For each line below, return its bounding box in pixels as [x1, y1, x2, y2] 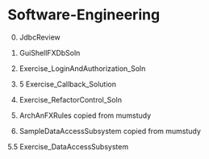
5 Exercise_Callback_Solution [19, 79, 116, 89]
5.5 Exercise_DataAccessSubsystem [7, 141, 129, 151]
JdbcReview [19, 32, 61, 42]
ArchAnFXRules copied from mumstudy [19, 111, 152, 120]
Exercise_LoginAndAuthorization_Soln [19, 63, 146, 73]
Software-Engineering [7, 6, 161, 24]
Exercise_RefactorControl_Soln [19, 94, 123, 104]
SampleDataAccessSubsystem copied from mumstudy [19, 126, 201, 136]
